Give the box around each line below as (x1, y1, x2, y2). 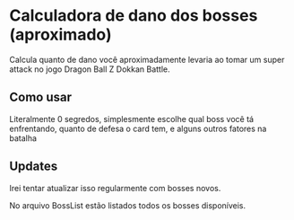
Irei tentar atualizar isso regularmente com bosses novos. (9, 182, 221, 193)
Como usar (9, 90, 73, 105)
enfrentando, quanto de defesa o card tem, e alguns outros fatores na (9, 123, 267, 134)
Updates (9, 159, 58, 174)
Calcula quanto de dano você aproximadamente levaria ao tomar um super (9, 54, 285, 65)
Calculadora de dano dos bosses (9, 5, 258, 26)
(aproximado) (9, 24, 112, 45)
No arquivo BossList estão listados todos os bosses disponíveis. (9, 199, 246, 211)
